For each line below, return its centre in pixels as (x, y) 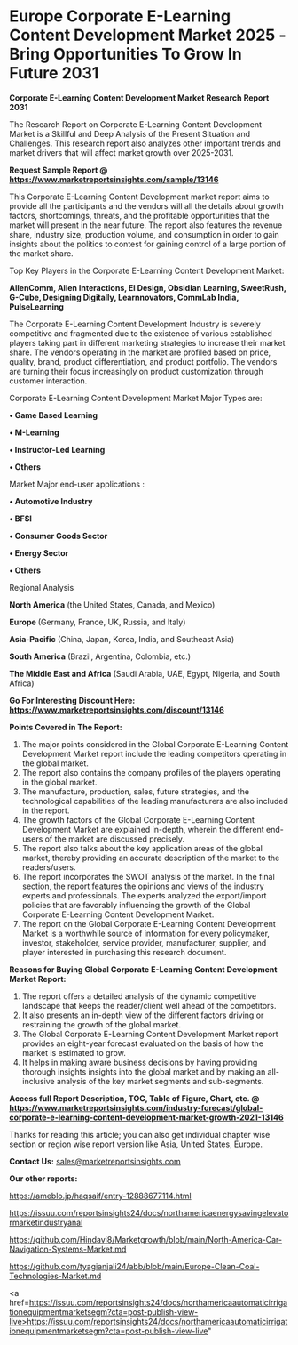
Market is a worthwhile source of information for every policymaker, (146, 933)
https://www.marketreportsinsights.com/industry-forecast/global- (136, 1107)
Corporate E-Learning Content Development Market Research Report (139, 97)
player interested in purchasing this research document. (124, 952)
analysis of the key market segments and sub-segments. (160, 1081)
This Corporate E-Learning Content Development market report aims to (139, 197)
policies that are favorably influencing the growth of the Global (136, 905)
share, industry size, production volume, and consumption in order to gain (144, 234)
